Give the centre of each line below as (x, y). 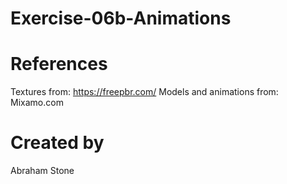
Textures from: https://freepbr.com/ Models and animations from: (144, 92)
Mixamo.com (37, 103)
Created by (57, 143)
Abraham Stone (42, 171)
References (59, 64)
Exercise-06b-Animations (121, 18)
